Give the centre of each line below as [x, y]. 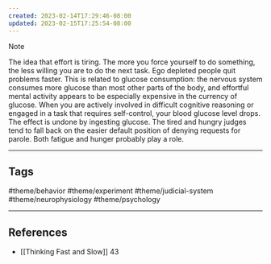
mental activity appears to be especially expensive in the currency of [123, 96]
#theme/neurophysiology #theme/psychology [85, 200]
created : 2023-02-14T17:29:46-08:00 [70, 16]
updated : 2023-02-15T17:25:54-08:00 [70, 23]
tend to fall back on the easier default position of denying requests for [125, 130]
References [38, 232]
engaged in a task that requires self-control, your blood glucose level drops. [134, 113]
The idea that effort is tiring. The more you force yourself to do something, [132, 62]
